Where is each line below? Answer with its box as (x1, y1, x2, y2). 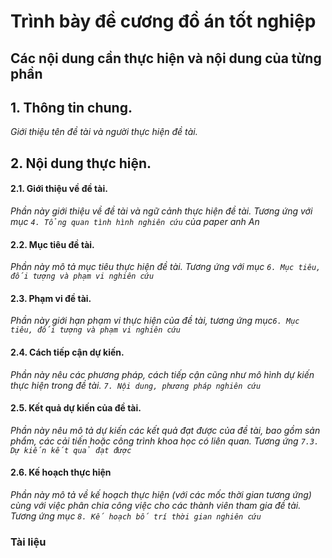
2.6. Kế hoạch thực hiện (10, 466, 112, 479)
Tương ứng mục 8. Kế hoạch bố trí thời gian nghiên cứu (10, 510, 262, 522)
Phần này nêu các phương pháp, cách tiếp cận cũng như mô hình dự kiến (10, 368, 315, 380)
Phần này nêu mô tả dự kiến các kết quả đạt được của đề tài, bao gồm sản (10, 424, 321, 436)
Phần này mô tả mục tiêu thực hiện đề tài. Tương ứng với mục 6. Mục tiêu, (10, 261, 322, 273)
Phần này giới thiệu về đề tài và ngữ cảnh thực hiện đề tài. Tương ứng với (10, 205, 313, 217)
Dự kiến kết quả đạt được (10, 445, 132, 455)
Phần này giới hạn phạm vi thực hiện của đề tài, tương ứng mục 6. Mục (10, 315, 300, 327)
